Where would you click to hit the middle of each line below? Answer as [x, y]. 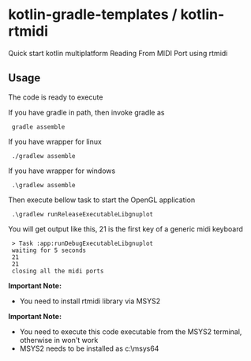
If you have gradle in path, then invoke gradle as [86, 112]
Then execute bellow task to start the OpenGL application [102, 200]
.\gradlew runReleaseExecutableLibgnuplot [82, 214]
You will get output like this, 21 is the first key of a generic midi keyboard [126, 229]
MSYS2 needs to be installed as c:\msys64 [89, 348]
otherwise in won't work [59, 340]
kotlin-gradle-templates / [93, 15]
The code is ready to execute [56, 97]
